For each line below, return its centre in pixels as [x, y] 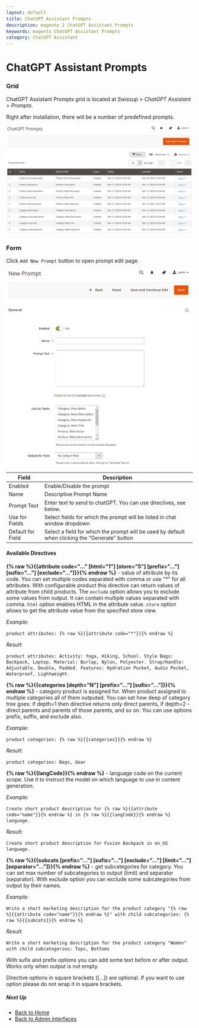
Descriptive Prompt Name [76, 494]
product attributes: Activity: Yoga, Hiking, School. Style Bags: [90, 656]
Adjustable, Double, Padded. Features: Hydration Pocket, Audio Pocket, [98, 668]
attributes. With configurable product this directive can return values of [93, 585]
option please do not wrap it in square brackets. [65, 984]
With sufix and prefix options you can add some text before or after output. [98, 960]
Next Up [16, 997]
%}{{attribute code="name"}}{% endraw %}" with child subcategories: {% [98, 914]
